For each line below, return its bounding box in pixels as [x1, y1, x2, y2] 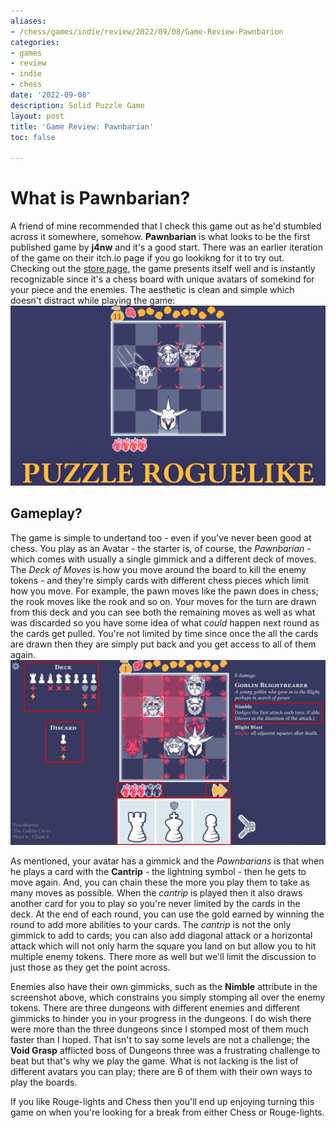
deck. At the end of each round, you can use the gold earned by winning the [10, 908, 325, 920]
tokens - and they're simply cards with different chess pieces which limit [10, 574, 310, 586]
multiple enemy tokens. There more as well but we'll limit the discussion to [10, 951, 317, 963]
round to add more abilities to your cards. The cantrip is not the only [10, 919, 292, 931]
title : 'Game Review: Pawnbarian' [10, 121, 155, 132]
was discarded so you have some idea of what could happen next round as [10, 616, 320, 629]
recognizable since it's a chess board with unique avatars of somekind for [10, 273, 315, 285]
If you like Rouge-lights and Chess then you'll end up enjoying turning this [10, 1096, 315, 1108]
